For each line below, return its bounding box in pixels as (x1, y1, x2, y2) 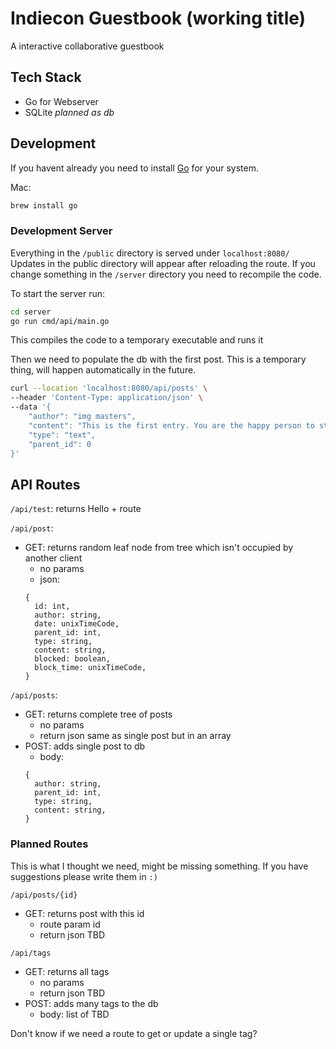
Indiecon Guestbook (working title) (10, 7, 307, 30)
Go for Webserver (24, 95, 99, 107)
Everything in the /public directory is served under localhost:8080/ (10, 247, 290, 259)
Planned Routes (10, 837, 89, 851)
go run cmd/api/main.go (10, 316, 110, 326)
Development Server (10, 224, 113, 238)
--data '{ (10, 402, 52, 412)
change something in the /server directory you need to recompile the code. (10, 268, 322, 280)
